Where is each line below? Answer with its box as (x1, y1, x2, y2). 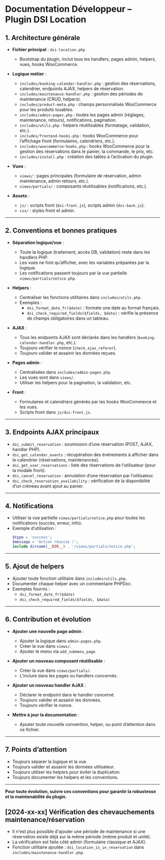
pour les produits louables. (19, 107, 74, 112)
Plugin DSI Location (5, 14, 87, 25)
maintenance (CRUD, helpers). (19, 96, 82, 102)
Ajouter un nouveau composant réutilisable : (12, 658, 106, 663)
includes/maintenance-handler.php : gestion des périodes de (19, 91, 143, 97)
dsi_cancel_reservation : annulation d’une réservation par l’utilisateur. (12, 472, 154, 478)
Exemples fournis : (12, 586, 50, 592)
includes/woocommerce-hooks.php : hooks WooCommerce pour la (19, 143, 150, 149)
